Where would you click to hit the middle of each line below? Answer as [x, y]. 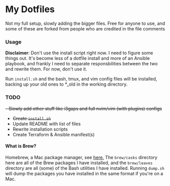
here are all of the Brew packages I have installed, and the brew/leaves [79, 163]
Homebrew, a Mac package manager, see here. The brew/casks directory [81, 157]
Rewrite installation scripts [40, 129]
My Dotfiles [30, 9]
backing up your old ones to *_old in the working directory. [66, 84]
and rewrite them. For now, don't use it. [46, 69]
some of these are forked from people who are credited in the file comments [85, 28]
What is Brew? [21, 146]
